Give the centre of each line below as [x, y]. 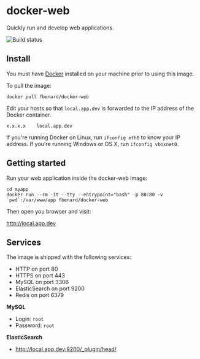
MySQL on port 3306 [42, 282]
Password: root [35, 325]
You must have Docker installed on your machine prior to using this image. [100, 74]
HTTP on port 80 [37, 269]
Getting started [36, 163]
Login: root [29, 319]
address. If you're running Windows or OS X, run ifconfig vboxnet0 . [93, 144]
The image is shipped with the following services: [69, 257]
